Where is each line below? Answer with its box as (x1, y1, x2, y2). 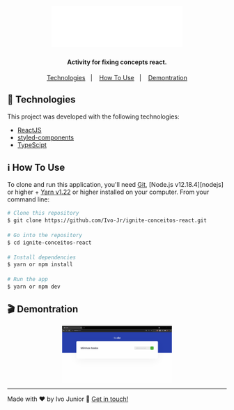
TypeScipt (17, 140, 47, 149)
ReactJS (17, 126, 42, 134)
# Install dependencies (7, 254, 77, 261)
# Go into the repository (7, 231, 82, 238)
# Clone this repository (7, 210, 79, 217)
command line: (7, 195, 50, 204)
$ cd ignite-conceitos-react (7, 239, 92, 246)
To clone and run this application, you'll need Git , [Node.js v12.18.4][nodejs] (7, 181, 224, 189)
